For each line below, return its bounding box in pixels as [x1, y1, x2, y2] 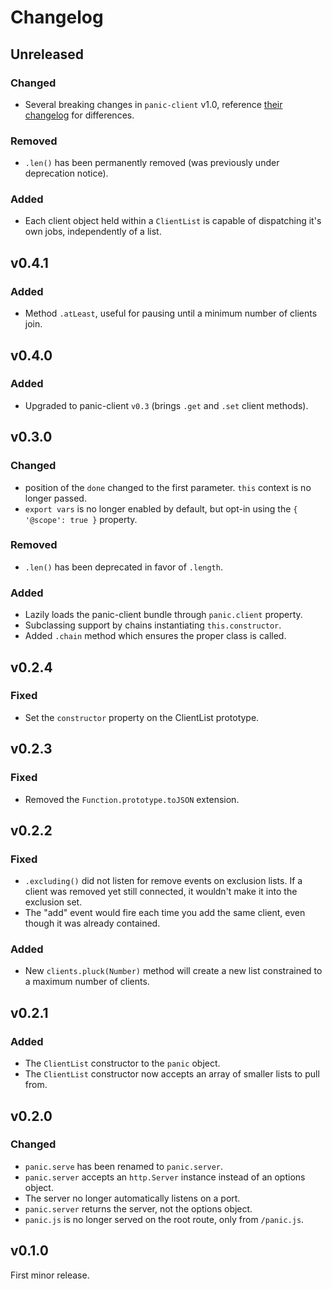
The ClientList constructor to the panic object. [24, 1057, 221, 1070]
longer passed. [24, 492, 87, 504]
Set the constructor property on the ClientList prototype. [24, 711, 260, 723]
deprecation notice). [24, 167, 109, 180]
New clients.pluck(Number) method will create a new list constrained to [24, 965, 323, 977]
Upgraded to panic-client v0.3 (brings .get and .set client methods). [24, 399, 309, 411]
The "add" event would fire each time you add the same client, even [24, 907, 306, 919]
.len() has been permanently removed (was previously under [24, 157, 280, 169]
